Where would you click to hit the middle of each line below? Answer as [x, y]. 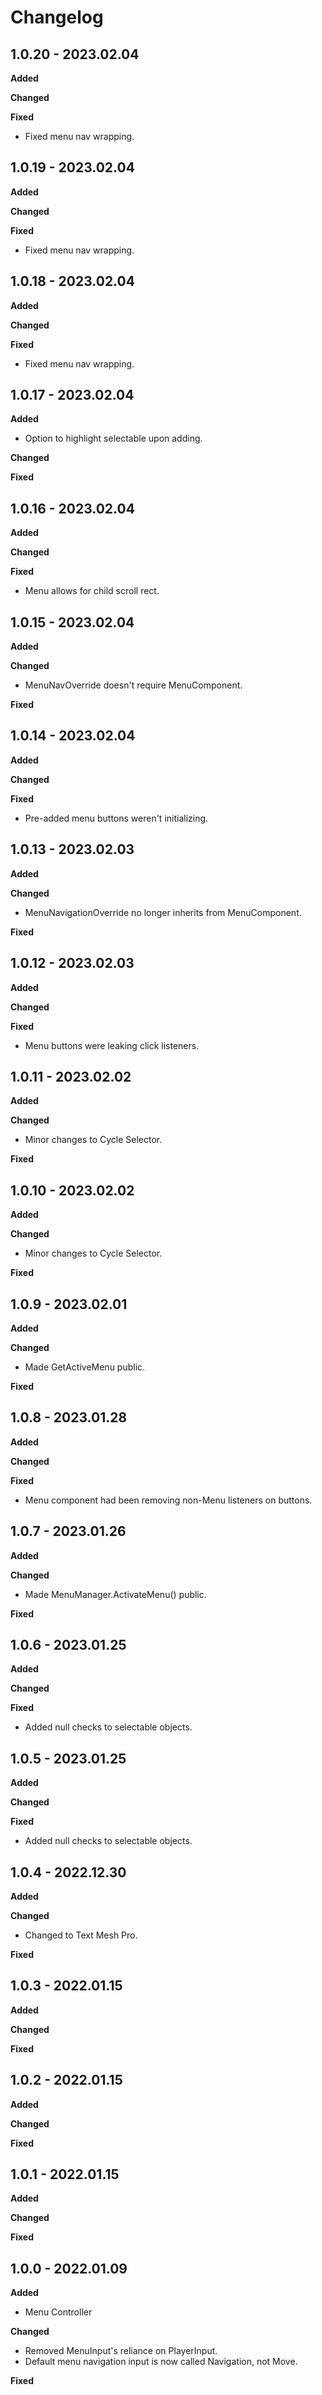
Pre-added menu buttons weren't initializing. [116, 818]
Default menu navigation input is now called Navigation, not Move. [161, 2362]
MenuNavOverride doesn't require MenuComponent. [133, 685]
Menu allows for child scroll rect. [92, 591]
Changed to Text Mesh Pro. [81, 1935]
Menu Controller [58, 2312]
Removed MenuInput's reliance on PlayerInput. [121, 2351]
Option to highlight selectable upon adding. [113, 438]
